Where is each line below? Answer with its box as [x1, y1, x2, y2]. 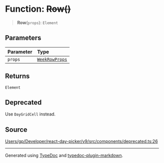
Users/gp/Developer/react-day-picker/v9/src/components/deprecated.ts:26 [5, 139, 158, 144]
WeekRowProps [37, 56, 67, 62]
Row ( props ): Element [17, 20, 59, 25]
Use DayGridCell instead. [5, 111, 56, 117]
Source [5, 125, 28, 134]
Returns [5, 72, 30, 80]
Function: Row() [5, 3, 71, 15]
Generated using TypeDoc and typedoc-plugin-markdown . [5, 153, 123, 159]
